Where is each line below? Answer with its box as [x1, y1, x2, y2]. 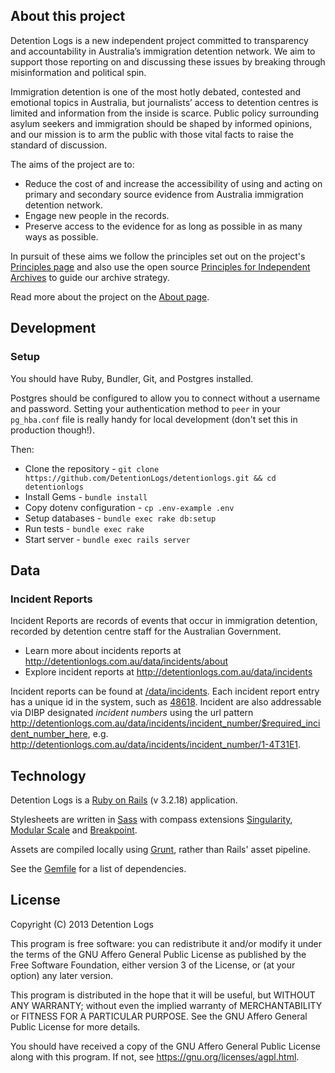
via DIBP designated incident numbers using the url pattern [10, 707, 254, 719]
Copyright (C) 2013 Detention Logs [10, 918, 154, 930]
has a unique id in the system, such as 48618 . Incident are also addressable [10, 696, 322, 708]
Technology [10, 767, 87, 784]
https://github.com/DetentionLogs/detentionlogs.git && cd [24, 473, 277, 483]
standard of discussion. [10, 139, 108, 151]
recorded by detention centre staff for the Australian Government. [10, 625, 282, 638]
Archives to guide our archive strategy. [10, 271, 170, 283]
